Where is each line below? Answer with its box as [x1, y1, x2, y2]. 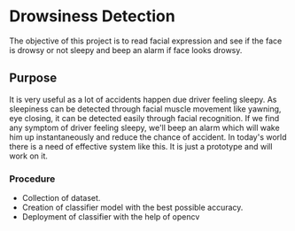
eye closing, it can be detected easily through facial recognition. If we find [9, 112, 280, 123]
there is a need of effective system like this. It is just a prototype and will [9, 141, 273, 151]
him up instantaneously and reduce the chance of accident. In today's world [9, 131, 287, 142]
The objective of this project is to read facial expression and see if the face [9, 35, 283, 46]
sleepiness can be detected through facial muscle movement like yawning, [9, 104, 282, 114]
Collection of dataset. [21, 193, 101, 204]
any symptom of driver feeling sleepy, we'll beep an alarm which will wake [9, 122, 281, 133]
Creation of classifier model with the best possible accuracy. [21, 202, 244, 213]
